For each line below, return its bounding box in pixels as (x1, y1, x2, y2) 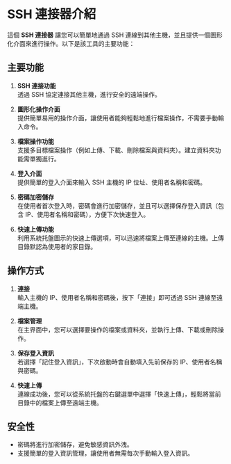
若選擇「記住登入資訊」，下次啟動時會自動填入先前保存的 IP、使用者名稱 (17, 358, 223, 366)
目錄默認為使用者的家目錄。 (17, 242, 97, 250)
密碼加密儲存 (17, 193, 54, 201)
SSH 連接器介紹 (7, 6, 96, 22)
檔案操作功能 (17, 137, 54, 145)
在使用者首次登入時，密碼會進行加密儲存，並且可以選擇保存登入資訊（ (17, 201, 219, 209)
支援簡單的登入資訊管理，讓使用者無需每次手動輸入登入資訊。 (17, 449, 194, 458)
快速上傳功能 (17, 225, 54, 233)
